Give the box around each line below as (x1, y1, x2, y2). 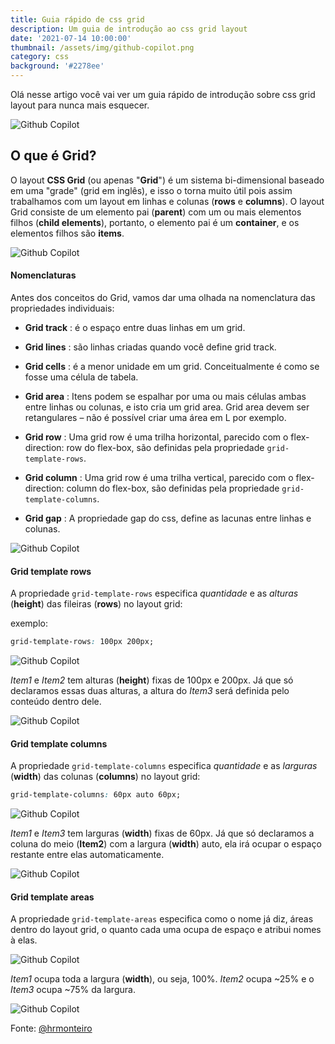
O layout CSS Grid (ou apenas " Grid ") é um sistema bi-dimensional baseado (10, 174, 325, 186)
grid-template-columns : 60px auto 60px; (10, 790, 182, 800)
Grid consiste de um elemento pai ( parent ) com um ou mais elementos (10, 206, 302, 218)
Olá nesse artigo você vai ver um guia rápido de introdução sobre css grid (10, 89, 316, 100)
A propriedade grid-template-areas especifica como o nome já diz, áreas (10, 913, 314, 925)
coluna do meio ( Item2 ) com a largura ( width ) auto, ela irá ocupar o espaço (10, 838, 322, 850)
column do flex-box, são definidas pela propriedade (66, 482, 280, 495)
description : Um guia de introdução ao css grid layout (10, 24, 248, 34)
